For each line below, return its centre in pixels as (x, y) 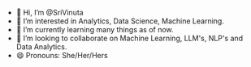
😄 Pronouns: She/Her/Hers (62, 55)
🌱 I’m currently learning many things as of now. (95, 29)
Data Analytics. (41, 47)
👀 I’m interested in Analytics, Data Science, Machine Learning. (120, 21)
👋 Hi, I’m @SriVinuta (50, 13)
